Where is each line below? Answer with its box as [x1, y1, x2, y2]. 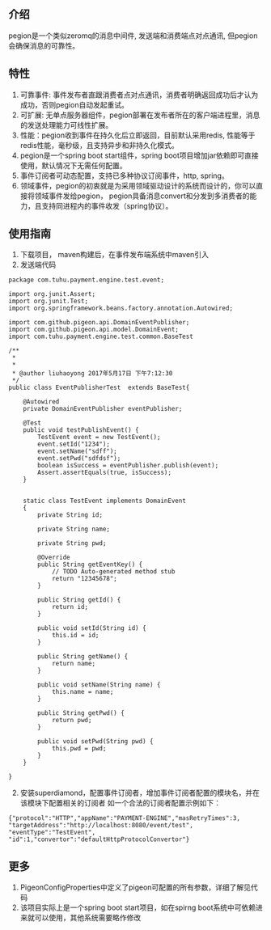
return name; [51, 660, 95, 668]
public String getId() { [37, 596, 121, 604]
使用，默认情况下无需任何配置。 [19, 160, 127, 170]
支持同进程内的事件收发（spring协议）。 [41, 201, 173, 210]
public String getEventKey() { [37, 560, 143, 569]
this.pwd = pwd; [51, 745, 107, 753]
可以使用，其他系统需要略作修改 [34, 913, 142, 923]
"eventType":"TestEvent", [8, 828, 95, 837]
